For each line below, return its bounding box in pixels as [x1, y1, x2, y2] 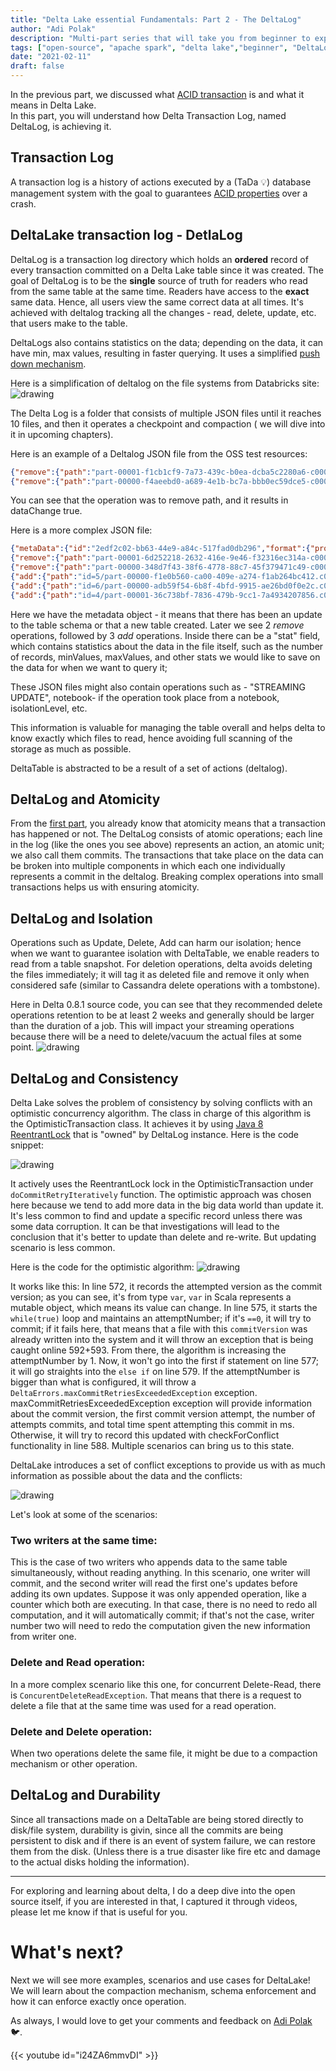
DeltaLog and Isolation [10, 910, 153, 927]
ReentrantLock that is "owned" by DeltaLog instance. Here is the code [10, 1129, 300, 1141]
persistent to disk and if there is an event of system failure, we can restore [10, 1834, 317, 1846]
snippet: [10, 1139, 44, 1151]
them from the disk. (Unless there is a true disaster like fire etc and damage [10, 1845, 321, 1857]
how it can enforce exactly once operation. [10, 1995, 187, 2007]
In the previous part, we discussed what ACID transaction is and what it [10, 89, 305, 100]
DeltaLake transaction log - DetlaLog [10, 227, 243, 244]
